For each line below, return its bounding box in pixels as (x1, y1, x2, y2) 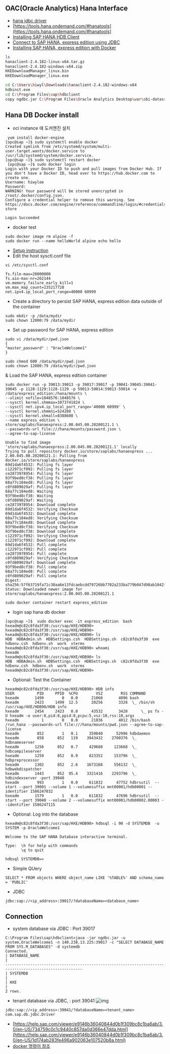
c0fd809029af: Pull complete (5, 573, 67, 579)
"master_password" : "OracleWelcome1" (5, 345, 87, 350)
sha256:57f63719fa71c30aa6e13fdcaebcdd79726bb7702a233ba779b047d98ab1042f (5, 582, 166, 587)
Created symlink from (5, 144, 51, 149)
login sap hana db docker (12, 609, 66, 615)
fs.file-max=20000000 (5, 272, 51, 277)
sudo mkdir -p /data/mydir (5, 313, 62, 318)
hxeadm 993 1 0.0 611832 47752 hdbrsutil (5, 780, 151, 785)
